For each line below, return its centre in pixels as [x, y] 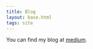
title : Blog [21, 12]
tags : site [20, 23]
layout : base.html [29, 17]
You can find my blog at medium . [47, 40]
